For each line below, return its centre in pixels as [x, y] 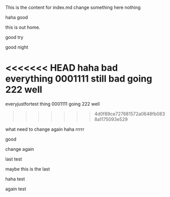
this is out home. [23, 27]
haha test [15, 179]
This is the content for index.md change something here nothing [73, 7]
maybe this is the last [28, 169]
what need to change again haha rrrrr [45, 129]
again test [16, 189]
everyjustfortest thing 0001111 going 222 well [52, 104]
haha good [17, 17]
